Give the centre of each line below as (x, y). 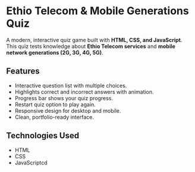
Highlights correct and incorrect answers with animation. (84, 92)
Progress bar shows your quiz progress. (64, 98)
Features (23, 71)
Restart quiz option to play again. (55, 104)
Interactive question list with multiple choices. (71, 85)
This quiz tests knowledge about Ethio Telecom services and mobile (91, 46)
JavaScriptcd (31, 163)
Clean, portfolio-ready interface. (54, 117)
